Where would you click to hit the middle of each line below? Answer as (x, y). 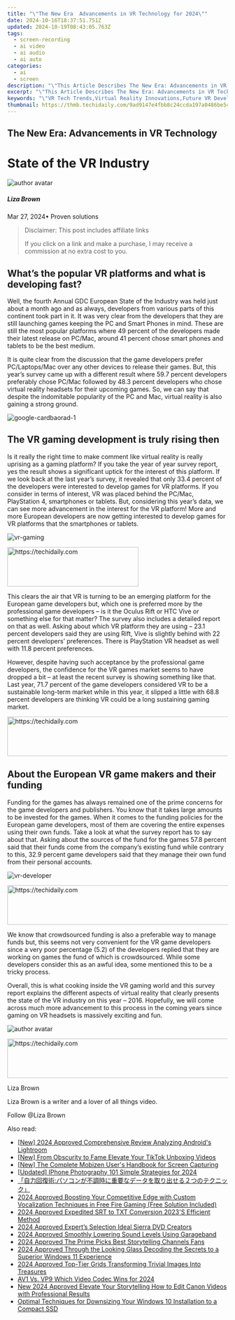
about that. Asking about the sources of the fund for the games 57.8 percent (117, 839)
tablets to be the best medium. (51, 346)
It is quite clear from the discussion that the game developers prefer (105, 359)
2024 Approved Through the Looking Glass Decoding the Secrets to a (118, 1249)
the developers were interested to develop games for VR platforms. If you (113, 486)
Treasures (32, 1271)
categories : (24, 66)
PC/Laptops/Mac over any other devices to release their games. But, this (112, 367)
